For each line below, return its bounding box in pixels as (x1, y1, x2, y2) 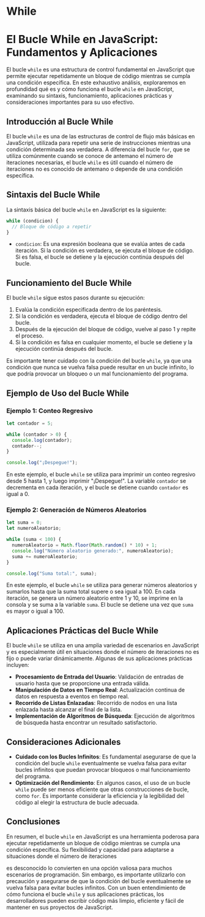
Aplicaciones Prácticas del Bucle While (6, 625, 159, 636)
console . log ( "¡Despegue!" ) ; (6, 460, 78, 466)
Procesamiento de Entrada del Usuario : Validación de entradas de (15, 673, 184, 680)
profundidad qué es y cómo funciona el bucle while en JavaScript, (6, 85, 174, 93)
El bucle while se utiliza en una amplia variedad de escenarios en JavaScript (6, 642, 199, 649)
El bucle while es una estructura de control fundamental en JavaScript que (6, 66, 195, 73)
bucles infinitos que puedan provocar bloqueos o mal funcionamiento (15, 766, 191, 774)
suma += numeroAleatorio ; (12, 553, 78, 560)
